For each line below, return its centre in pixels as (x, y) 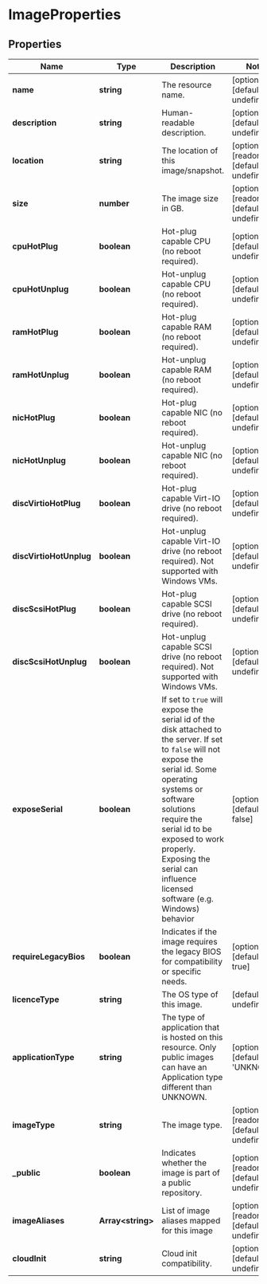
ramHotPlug (35, 332)
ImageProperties (65, 15)
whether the (184, 1163)
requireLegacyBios (49, 956)
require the (182, 819)
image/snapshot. (193, 171)
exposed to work (193, 839)
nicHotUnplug (39, 460)
